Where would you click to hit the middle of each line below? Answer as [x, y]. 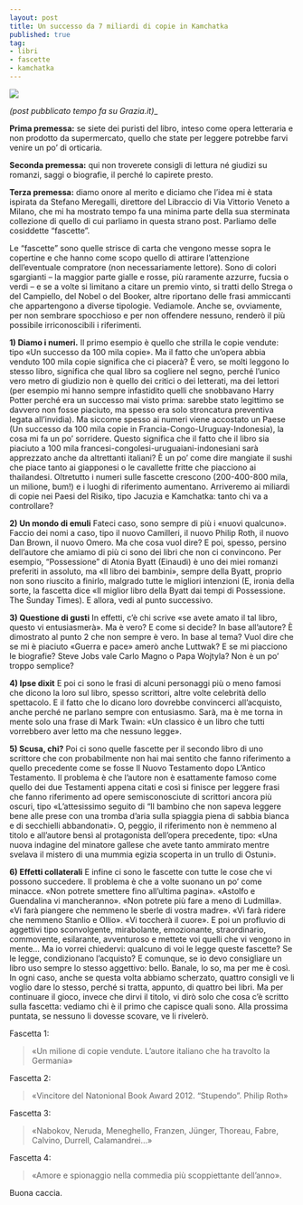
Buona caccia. [36, 1192]
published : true [40, 34]
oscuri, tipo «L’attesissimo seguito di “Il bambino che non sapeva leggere [146, 806]
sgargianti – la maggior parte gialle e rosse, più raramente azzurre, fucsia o [149, 277]
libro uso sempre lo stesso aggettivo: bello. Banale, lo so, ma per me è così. [150, 967]
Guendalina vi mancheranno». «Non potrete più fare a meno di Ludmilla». [146, 900]
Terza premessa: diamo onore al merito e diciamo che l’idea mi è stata [141, 192]
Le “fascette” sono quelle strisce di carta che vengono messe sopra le [140, 248]
